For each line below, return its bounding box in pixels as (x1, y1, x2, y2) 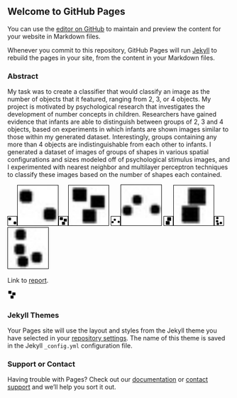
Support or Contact (7, 359, 76, 369)
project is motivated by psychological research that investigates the (7, 102, 205, 111)
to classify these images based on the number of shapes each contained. (7, 171, 222, 179)
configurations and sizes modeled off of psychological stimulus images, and (7, 156, 231, 164)
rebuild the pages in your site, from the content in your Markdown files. (7, 53, 215, 62)
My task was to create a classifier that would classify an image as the (7, 87, 211, 96)
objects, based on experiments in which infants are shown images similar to (7, 125, 229, 134)
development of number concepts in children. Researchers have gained (7, 110, 216, 119)
